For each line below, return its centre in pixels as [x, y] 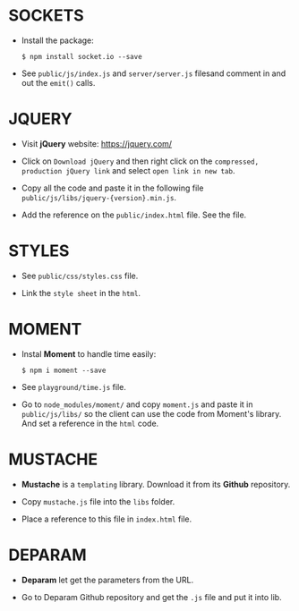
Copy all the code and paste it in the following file [112, 188]
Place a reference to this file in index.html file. [107, 519]
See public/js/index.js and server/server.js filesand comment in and [154, 73]
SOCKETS [46, 16]
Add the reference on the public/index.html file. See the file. [134, 215]
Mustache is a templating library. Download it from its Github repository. [156, 484]
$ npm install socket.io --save [81, 56]
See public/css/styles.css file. [80, 276]
